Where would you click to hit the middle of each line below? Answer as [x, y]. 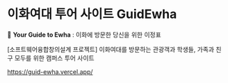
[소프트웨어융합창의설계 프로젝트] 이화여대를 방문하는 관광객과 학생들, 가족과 [111, 49]
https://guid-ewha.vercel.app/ [50, 72]
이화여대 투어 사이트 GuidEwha [92, 14]
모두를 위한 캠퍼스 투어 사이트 [55, 58]
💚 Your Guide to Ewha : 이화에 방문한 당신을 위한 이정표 [84, 35]
